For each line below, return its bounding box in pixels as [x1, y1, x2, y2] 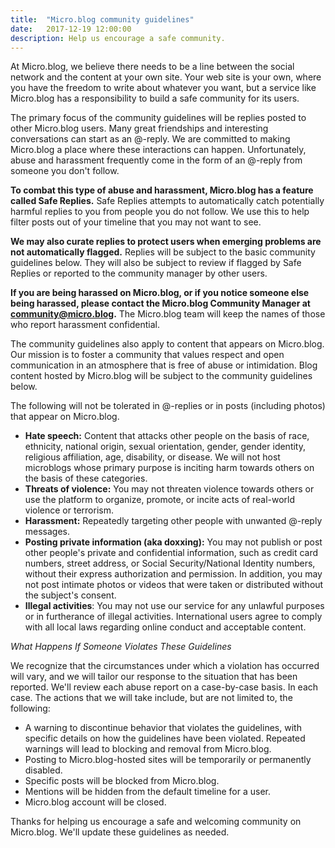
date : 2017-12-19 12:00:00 [10, 24, 132, 34]
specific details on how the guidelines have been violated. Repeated [24, 732, 306, 745]
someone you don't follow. [10, 165, 120, 177]
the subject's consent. [24, 589, 117, 601]
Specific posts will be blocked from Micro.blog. [24, 775, 220, 787]
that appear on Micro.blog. [10, 411, 120, 423]
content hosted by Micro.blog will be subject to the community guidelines [10, 370, 313, 382]
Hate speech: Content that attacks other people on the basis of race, [24, 430, 310, 442]
